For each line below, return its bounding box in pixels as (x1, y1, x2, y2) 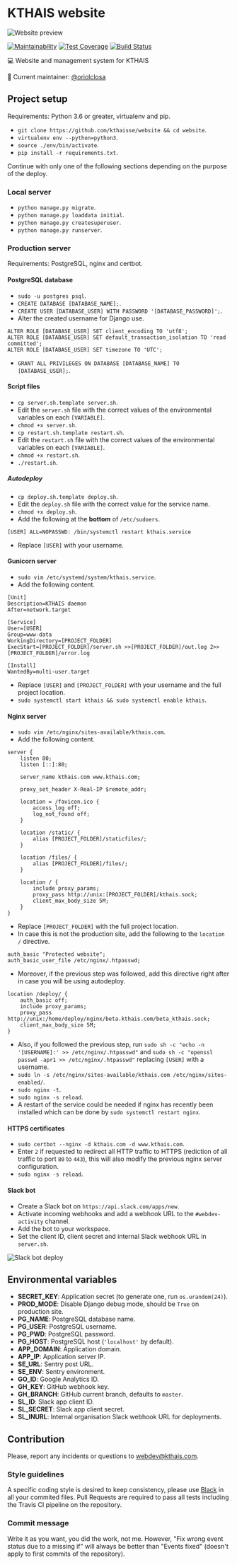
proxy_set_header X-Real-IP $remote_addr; (20, 786, 147, 793)
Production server (7, 243, 71, 253)
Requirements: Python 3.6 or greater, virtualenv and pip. (7, 112, 171, 120)
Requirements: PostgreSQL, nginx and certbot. (7, 260, 143, 268)
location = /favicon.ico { (20, 798, 100, 806)
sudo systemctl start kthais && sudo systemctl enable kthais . (17, 695, 207, 704)
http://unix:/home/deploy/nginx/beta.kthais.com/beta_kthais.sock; (7, 1015, 211, 1023)
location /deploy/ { (7, 991, 69, 998)
